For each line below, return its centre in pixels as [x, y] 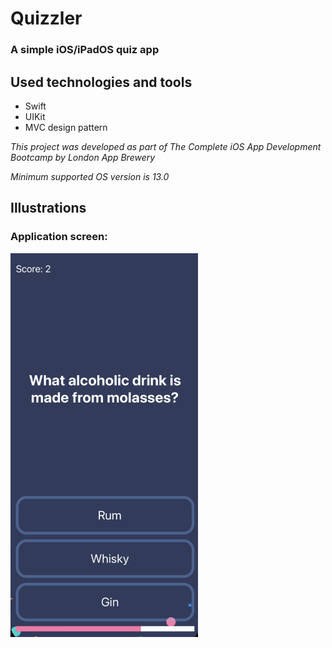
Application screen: [59, 237]
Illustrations [48, 208]
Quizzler [46, 18]
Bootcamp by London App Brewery [83, 157]
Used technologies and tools [101, 82]
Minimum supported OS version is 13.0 [90, 176]
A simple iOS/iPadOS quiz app [85, 50]
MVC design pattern [66, 127]
